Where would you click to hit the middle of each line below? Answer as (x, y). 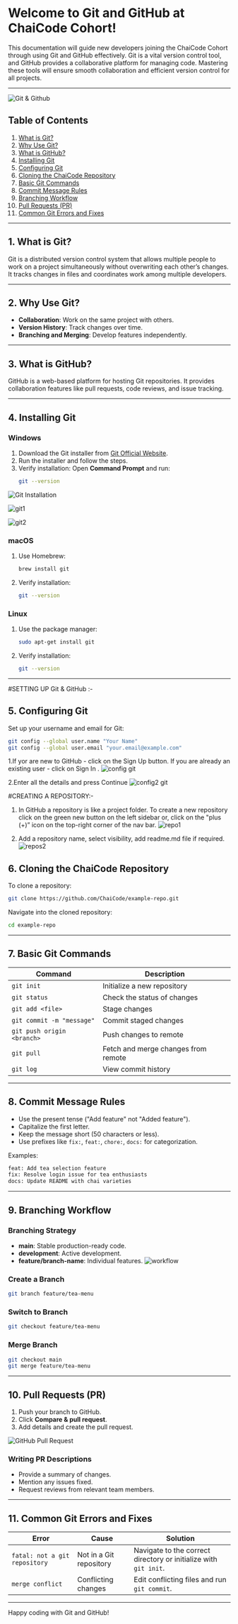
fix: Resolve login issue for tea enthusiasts (78, 1175)
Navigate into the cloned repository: (60, 912)
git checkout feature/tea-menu (54, 1327)
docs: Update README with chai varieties (70, 1182)
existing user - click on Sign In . (54, 769)
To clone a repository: (40, 886)
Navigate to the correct (172, 1550)
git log (24, 1069)
